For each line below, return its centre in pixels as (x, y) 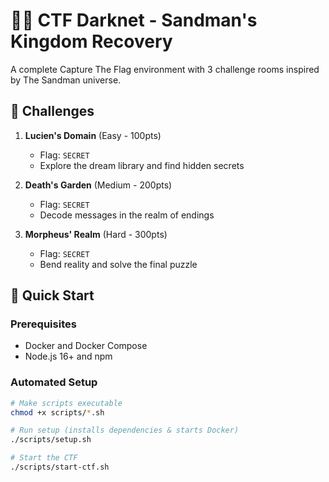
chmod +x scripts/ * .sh (57, 412)
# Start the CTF (44, 458)
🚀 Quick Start (52, 295)
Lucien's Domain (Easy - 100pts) (93, 135)
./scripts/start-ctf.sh (60, 467)
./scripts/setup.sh (51, 440)
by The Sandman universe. (66, 80)
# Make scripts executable (66, 403)
